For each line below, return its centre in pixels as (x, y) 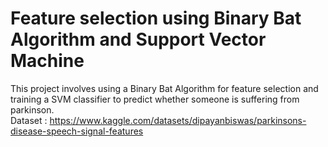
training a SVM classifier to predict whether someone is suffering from (155, 99)
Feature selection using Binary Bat (156, 18)
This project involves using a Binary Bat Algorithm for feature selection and (164, 88)
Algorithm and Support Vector (138, 39)
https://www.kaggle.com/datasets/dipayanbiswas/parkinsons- (178, 120)
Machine (47, 61)
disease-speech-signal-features (77, 131)
